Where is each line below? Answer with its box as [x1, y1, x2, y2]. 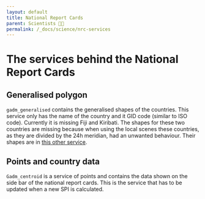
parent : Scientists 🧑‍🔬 [6, 20, 64, 26]
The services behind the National [6, 53, 179, 66]
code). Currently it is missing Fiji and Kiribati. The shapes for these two [6, 119, 185, 126]
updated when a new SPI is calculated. [6, 186, 104, 193]
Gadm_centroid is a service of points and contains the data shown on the [6, 173, 188, 180]
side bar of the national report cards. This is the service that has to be [6, 179, 182, 187]
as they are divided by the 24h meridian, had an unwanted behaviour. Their [6, 132, 196, 140]
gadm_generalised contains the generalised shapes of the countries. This [6, 106, 189, 113]
